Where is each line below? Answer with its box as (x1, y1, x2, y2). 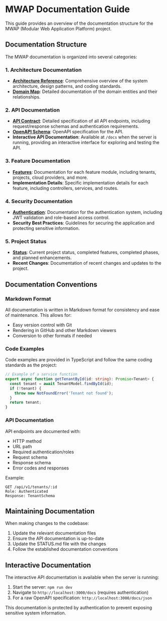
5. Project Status (5, 237, 47, 245)
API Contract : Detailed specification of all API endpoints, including (12, 118, 151, 124)
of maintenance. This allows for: (5, 312, 72, 318)
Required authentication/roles (12, 449, 74, 455)
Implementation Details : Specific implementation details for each (12, 179, 148, 185)
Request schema (12, 454, 48, 460)
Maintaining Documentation (5, 507, 95, 515)
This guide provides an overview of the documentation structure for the (5, 20, 153, 26)
